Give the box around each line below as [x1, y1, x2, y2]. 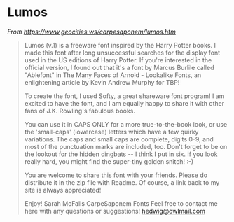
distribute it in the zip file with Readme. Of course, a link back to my [24, 178, 220, 186]
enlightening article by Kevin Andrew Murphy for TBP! [24, 78, 180, 86]
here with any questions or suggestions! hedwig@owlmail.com [24, 207, 205, 215]
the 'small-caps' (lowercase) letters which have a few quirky [24, 127, 199, 136]
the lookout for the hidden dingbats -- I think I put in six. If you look [24, 150, 218, 158]
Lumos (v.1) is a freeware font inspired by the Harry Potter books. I [24, 41, 216, 49]
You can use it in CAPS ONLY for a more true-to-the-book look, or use [24, 120, 228, 128]
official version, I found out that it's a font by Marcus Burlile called [24, 63, 214, 71]
